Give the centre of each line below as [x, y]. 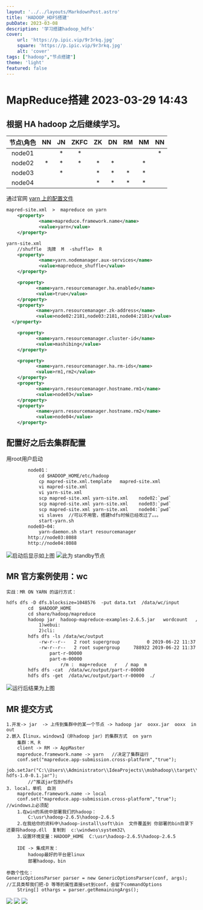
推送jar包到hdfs [55, 782]
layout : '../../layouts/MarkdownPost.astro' [63, 12]
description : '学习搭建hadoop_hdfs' [50, 29]
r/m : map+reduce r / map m [104, 664]
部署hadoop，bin [47, 861]
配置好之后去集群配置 [46, 443]
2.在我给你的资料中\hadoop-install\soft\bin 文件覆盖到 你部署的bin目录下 [105, 823]
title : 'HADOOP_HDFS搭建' [38, 18]
